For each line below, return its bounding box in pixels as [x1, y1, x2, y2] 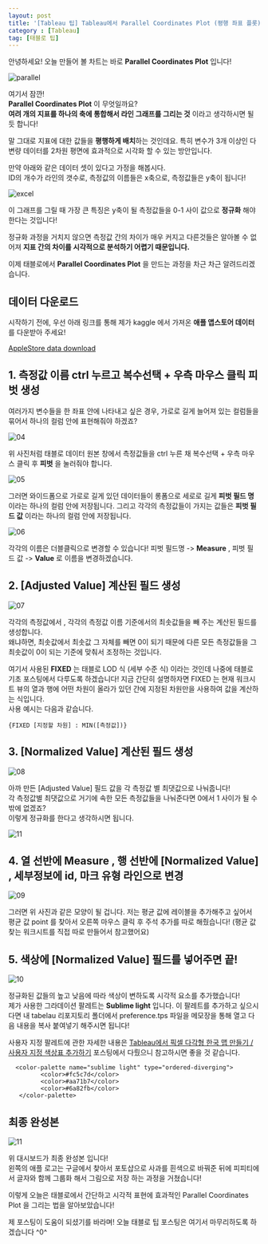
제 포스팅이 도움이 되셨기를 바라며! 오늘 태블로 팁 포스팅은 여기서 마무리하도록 [8, 1217, 249, 1226]
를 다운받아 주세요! [8, 328, 66, 338]
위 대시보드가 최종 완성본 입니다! [8, 1153, 109, 1163]
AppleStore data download [8, 344, 96, 353]
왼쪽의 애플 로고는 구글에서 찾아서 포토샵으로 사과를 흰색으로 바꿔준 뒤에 [8, 1163, 232, 1173]
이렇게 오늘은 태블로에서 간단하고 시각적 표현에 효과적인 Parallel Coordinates [8, 1190, 249, 1199]
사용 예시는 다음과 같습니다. [8, 704, 94, 713]
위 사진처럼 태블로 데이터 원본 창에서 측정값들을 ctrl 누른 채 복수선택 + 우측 [8, 448, 241, 458]
